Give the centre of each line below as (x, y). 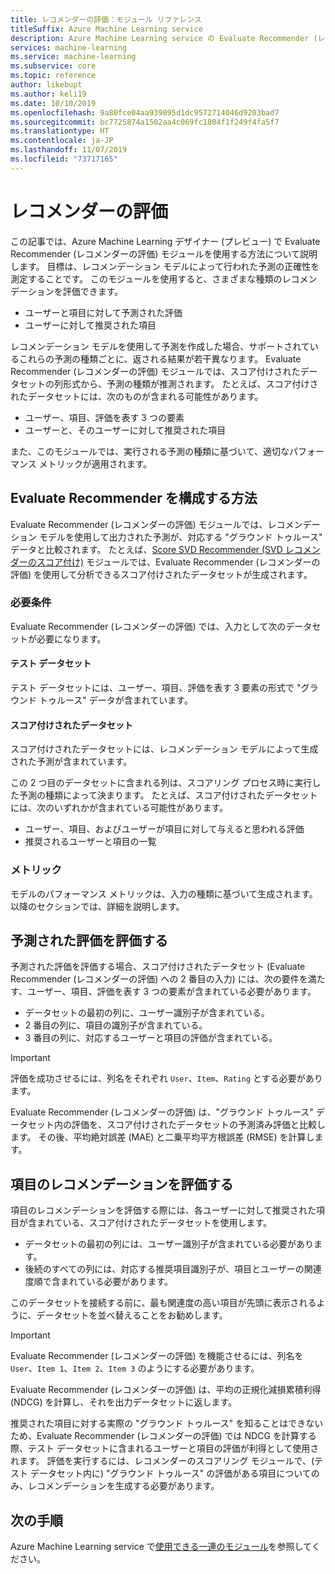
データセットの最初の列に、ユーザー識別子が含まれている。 (147, 1013)
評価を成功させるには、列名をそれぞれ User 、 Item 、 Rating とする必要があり (166, 1078)
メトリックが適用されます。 (95, 463)
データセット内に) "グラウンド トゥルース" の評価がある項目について (170, 1473)
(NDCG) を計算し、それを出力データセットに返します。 (124, 1402)
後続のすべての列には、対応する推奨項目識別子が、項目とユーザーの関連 (173, 1269)
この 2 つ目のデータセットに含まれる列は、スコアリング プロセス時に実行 (161, 783)
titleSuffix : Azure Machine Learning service (106, 29)
